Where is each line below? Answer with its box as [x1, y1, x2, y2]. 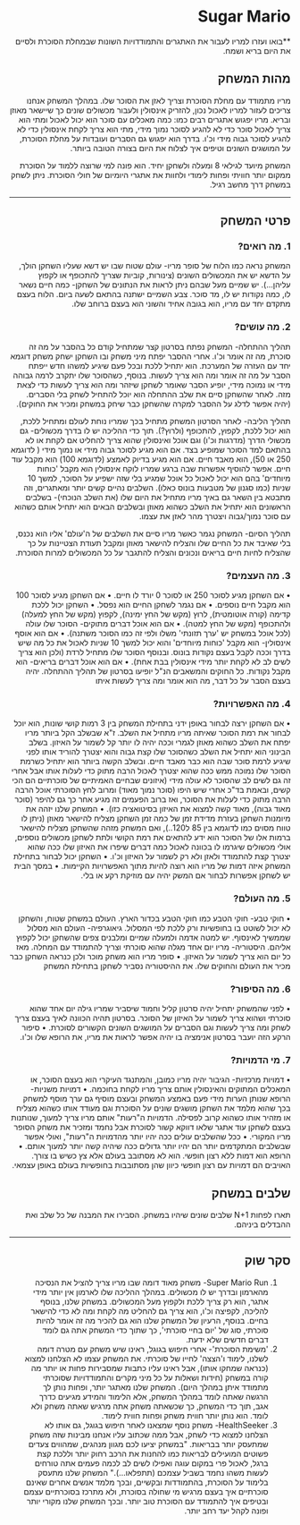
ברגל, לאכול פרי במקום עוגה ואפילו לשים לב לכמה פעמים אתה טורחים [34, 1457, 269, 1469]
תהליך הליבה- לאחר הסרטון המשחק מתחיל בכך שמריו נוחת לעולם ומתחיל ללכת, [20, 415, 291, 426]
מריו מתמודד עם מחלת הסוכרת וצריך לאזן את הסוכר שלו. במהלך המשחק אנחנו [26, 95, 291, 106]
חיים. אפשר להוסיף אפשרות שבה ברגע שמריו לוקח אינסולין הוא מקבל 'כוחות [37, 463, 291, 473]
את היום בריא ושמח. [222, 45, 291, 55]
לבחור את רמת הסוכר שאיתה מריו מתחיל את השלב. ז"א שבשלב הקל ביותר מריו [25, 728, 291, 738]
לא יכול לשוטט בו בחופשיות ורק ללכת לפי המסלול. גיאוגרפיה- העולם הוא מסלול [27, 922, 291, 933]
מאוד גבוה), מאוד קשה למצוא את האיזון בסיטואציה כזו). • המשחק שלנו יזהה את [25, 804, 291, 814]
